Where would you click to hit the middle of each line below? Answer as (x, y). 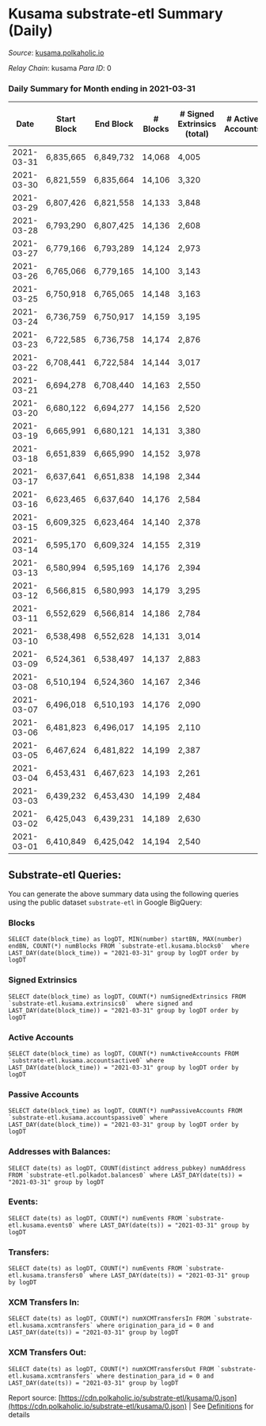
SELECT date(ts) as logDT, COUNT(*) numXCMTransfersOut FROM (111, 1369)
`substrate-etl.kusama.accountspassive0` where (88, 1118)
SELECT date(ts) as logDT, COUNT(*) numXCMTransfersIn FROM (110, 1319)
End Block (114, 124)
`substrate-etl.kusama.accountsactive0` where (86, 1060)
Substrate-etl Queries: (65, 875)
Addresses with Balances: (59, 1151)
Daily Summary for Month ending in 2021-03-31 (102, 88)
